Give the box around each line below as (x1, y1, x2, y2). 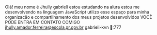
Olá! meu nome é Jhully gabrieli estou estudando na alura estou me (5, 4, 140, 10)
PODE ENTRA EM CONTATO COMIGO (5, 19, 80, 25)
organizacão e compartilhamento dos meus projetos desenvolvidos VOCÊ (5, 14, 153, 20)
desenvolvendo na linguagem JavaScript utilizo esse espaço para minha (5, 9, 149, 15)
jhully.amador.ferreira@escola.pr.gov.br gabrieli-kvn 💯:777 (5, 24, 122, 30)
